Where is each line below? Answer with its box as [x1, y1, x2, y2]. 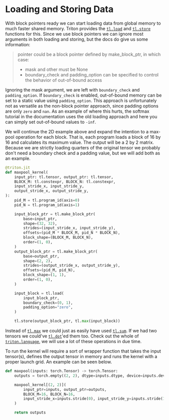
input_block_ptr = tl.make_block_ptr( [14, 211, 96, 217]
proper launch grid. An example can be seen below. [5, 359, 112, 365]
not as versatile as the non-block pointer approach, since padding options [5, 103, 158, 109]
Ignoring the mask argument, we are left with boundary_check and [5, 87, 140, 93]
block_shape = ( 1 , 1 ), [23, 273, 66, 278]
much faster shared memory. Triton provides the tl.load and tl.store [5, 25, 151, 31]
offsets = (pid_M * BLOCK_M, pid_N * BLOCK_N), [23, 230, 121, 235]
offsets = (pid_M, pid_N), [23, 268, 75, 273]
